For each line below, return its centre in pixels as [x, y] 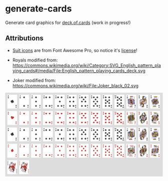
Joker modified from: [34, 80]
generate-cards [38, 9]
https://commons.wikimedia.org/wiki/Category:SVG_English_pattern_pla [86, 65]
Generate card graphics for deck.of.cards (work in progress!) [68, 22]
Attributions [24, 38]
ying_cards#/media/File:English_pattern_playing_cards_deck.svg [79, 70]
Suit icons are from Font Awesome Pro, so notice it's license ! [75, 50]
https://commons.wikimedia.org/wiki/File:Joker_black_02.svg [75, 85]
